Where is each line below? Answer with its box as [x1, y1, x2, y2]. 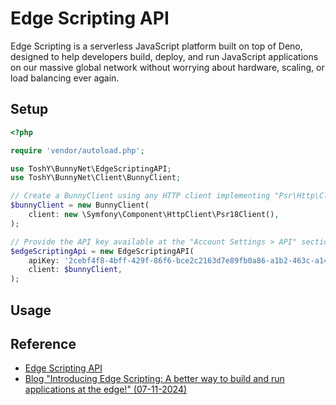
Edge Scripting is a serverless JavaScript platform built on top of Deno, [10, 40, 303, 52]
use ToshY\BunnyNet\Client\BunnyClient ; [10, 173, 182, 183]
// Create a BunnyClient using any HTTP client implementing [10, 191, 271, 201]
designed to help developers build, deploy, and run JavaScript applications [10, 50, 319, 62]
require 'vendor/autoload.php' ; [10, 145, 145, 156]
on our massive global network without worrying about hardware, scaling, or [10, 61, 325, 73]
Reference [10, 335, 77, 352]
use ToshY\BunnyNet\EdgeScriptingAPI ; [10, 163, 172, 174]
